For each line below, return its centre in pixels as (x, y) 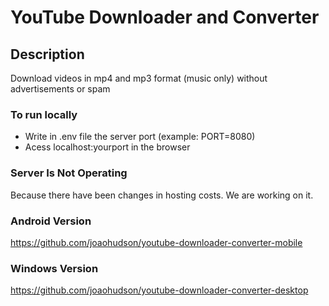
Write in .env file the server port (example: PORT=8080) (140, 137)
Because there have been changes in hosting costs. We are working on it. (162, 195)
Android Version (51, 221)
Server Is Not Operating (69, 173)
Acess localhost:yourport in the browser (107, 147)
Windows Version (54, 268)
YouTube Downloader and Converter (165, 17)
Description (47, 54)
